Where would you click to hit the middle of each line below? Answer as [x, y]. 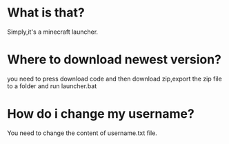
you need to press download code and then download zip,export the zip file [114, 79]
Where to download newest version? [114, 60]
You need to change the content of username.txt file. [82, 133]
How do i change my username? [101, 114]
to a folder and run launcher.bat [52, 86]
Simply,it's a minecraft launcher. [53, 32]
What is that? [46, 13]
